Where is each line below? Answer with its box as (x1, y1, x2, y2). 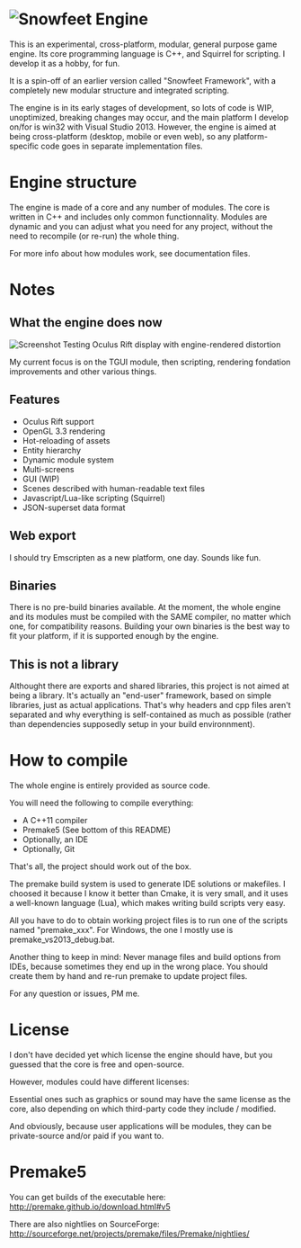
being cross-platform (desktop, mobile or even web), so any (9, 130, 232, 141)
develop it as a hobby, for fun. (9, 58, 120, 68)
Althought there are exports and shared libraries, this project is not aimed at (9, 680, 289, 692)
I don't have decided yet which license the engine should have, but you (9, 1049, 273, 1060)
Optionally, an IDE (22, 834, 88, 845)
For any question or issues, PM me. (9, 988, 140, 999)
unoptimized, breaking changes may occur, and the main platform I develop (9, 112, 289, 122)
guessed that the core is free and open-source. (9, 1059, 185, 1070)
